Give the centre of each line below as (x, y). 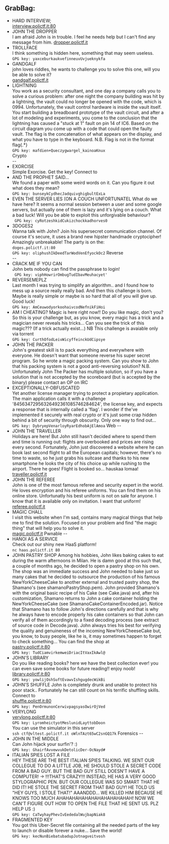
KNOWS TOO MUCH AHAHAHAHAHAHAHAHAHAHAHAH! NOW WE (83, 798)
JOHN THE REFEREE (34, 479)
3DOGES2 (23, 226)
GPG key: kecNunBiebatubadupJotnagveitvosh (59, 836)
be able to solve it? (32, 74)
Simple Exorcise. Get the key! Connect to (55, 172)
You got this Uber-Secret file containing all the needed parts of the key (86, 825)
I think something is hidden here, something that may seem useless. (83, 53)
